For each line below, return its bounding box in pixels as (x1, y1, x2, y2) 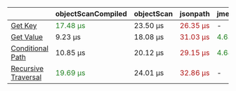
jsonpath (179, 9, 211, 18)
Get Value (11, 32, 44, 41)
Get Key (11, 21, 37, 30)
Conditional (11, 43, 49, 53)
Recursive (11, 64, 44, 73)
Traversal (11, 73, 42, 82)
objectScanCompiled (55, 9, 128, 18)
